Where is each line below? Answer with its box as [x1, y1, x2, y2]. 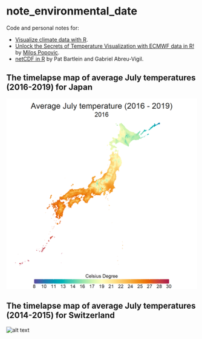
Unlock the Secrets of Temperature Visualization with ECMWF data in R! [15, 42, 195, 50]
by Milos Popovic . [15, 48, 60, 56]
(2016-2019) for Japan [6, 82, 93, 92]
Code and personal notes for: [6, 24, 80, 31]
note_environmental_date [6, 4, 138, 18]
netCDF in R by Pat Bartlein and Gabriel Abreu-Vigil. [15, 55, 144, 62]
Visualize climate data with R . [15, 36, 88, 43]
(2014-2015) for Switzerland [6, 310, 115, 321]
